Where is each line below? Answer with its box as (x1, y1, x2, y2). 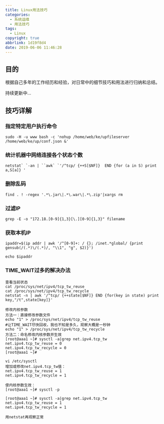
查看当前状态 (5, 279, 28, 285)
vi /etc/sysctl (5, 358, 37, 364)
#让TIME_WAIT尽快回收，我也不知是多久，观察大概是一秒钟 (5, 322, 111, 327)
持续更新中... (5, 90, 32, 96)
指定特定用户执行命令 (5, 122, 57, 129)
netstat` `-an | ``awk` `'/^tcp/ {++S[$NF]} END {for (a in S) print (5, 163, 157, 168)
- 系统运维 (10, 17, 30, 22)
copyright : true (5, 36, 39, 41)
